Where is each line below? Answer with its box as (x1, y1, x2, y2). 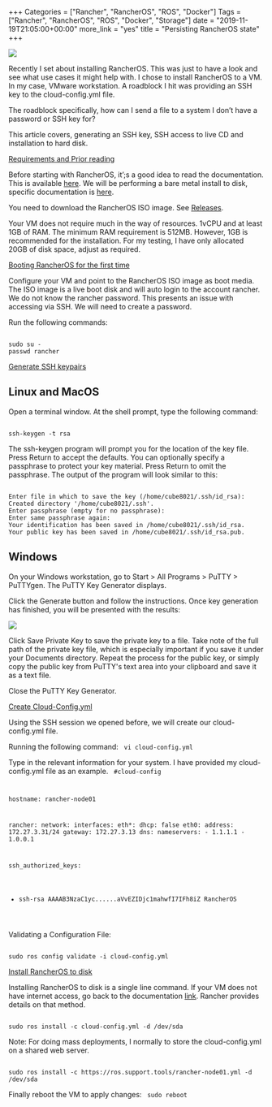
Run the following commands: (8, 318, 108, 327)
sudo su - (8, 340, 42, 348)
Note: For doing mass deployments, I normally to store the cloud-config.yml (8, 1036, 262, 1046)
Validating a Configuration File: (8, 929, 111, 939)
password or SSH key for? (8, 114, 96, 123)
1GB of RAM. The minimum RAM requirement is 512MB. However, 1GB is (8, 227, 248, 236)
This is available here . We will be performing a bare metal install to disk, (8, 179, 248, 188)
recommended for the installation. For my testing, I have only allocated (8, 236, 244, 245)
